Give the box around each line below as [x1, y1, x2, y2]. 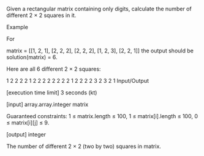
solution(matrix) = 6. [6, 54, 58, 60]
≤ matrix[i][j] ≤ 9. [6, 119, 50, 126]
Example [6, 24, 29, 30]
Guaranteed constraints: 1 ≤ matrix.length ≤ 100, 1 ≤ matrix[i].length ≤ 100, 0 [6, 113, 198, 119]
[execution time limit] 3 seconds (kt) [6, 89, 97, 96]
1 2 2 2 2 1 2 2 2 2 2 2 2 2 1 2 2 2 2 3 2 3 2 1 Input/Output [6, 77, 149, 84]
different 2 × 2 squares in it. [6, 12, 77, 19]
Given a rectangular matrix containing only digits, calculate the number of [6, 5, 192, 12]
